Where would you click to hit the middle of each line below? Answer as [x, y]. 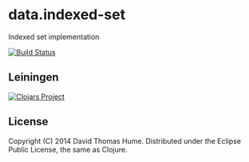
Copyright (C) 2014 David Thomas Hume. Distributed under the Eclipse [125, 140]
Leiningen [34, 77]
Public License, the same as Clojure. [68, 149]
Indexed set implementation [54, 37]
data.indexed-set [67, 15]
